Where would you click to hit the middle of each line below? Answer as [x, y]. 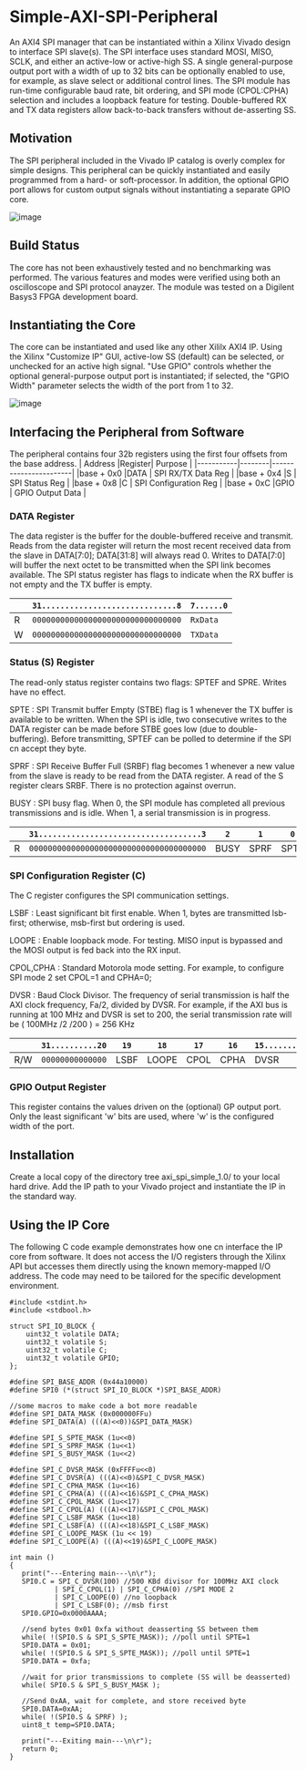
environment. [34, 1286]
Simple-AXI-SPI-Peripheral [114, 17]
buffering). [30, 738]
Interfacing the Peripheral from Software [127, 432]
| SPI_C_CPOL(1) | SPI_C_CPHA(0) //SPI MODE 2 [144, 1590]
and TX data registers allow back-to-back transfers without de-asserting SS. [153, 109]
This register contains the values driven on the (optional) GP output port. [146, 1107]
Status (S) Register [52, 663]
